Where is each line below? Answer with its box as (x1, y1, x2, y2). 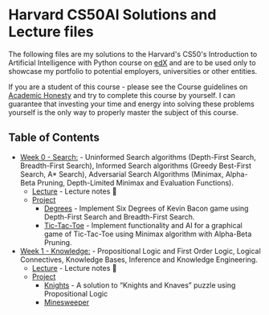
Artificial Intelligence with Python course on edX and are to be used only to (8, 58, 256, 67)
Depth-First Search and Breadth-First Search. (43, 211, 195, 222)
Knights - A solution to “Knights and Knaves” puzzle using (43, 280, 236, 290)
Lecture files (8, 22, 94, 41)
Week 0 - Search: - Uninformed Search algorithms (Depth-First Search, (19, 152, 257, 162)
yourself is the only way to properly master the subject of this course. (8, 107, 238, 117)
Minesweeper (43, 297, 90, 307)
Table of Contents (8, 131, 100, 145)
